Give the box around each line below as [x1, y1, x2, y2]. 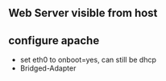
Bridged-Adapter [19, 63, 77, 73]
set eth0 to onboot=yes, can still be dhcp [19, 55, 157, 65]
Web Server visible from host [8, 6, 158, 20]
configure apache [8, 34, 100, 47]
